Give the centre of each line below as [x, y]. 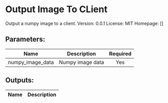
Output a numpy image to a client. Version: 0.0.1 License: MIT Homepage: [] [85, 23]
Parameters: [25, 39]
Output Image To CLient [57, 9]
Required [120, 53]
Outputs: [20, 80]
